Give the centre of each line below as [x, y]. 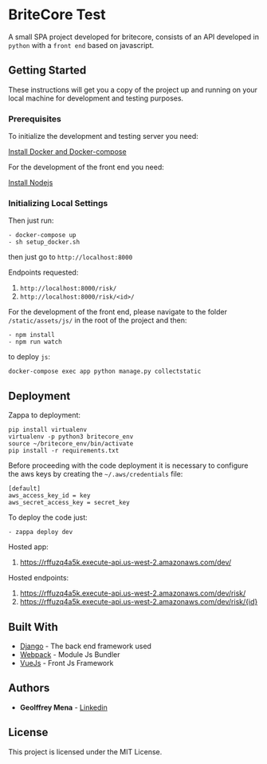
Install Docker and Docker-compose [67, 152]
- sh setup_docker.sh [44, 242]
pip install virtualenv [48, 430]
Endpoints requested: [43, 272]
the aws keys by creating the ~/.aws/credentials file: [96, 474]
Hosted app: [29, 547]
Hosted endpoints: [39, 578]
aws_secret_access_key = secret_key [69, 503]
